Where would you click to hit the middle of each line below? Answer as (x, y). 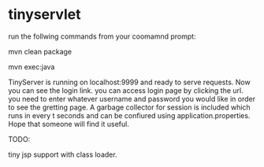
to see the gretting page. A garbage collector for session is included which (129, 107)
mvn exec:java (32, 67)
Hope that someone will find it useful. (69, 124)
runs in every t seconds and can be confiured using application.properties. (129, 115)
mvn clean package (40, 51)
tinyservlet (45, 15)
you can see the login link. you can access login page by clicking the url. (126, 90)
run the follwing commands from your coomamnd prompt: (102, 36)
